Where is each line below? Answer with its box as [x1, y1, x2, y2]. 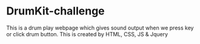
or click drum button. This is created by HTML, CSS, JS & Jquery [6, 30, 168, 37]
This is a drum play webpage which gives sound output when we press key [6, 24, 194, 31]
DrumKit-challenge [6, 4, 105, 18]
